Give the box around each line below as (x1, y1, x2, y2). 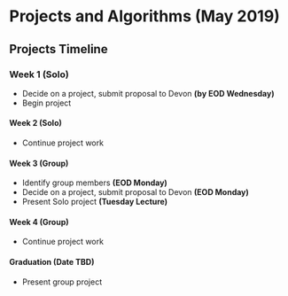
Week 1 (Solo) (9, 68, 69, 81)
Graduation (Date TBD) (9, 257, 95, 268)
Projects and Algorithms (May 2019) (9, 6, 281, 27)
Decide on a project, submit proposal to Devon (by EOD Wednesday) (21, 88, 275, 98)
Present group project (21, 277, 103, 287)
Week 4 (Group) (9, 216, 69, 227)
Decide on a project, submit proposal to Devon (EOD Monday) (21, 187, 250, 198)
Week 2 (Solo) (9, 118, 62, 129)
